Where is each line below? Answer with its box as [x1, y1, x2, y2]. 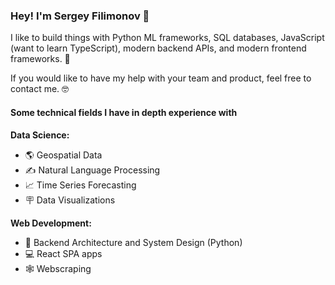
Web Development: [10, 217, 92, 229]
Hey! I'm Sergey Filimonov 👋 [10, 9, 150, 23]
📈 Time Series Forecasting [24, 179, 137, 191]
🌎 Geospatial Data [24, 149, 103, 161]
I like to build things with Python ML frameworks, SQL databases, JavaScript [10, 32, 325, 44]
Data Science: [10, 129, 70, 141]
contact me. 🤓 [10, 83, 70, 95]
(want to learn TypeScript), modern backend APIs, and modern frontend [10, 42, 307, 54]
